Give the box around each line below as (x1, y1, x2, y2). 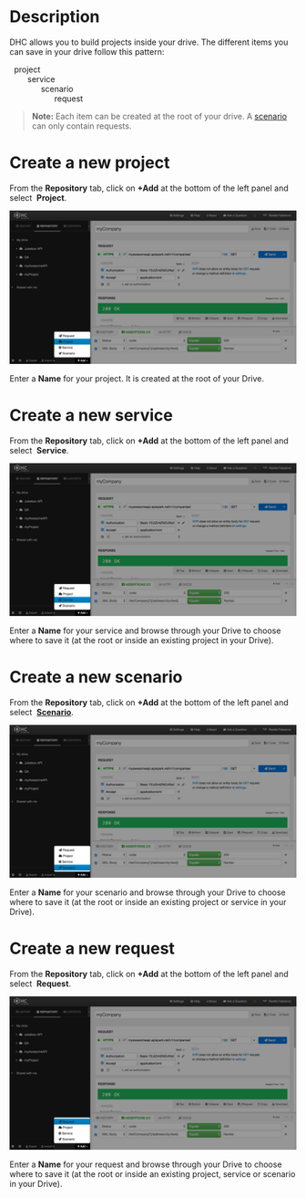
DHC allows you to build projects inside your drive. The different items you (9, 36, 289, 47)
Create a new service (9, 404, 173, 425)
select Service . (9, 444, 69, 455)
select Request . (9, 978, 71, 989)
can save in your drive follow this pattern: (9, 46, 165, 57)
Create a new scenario (9, 667, 183, 688)
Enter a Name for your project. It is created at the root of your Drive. (9, 372, 265, 384)
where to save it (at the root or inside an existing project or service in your (9, 896, 287, 907)
